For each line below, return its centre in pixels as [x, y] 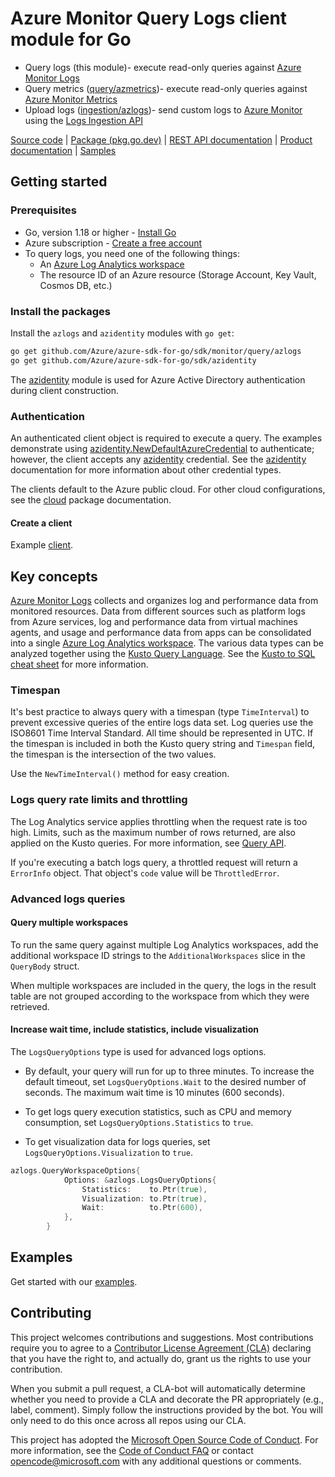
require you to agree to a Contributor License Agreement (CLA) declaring [161, 1348]
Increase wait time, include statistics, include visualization [134, 1029]
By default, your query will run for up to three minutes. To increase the [169, 1071]
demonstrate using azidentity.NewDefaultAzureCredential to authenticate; [162, 448]
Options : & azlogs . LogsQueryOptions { [140, 1180]
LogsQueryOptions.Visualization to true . [108, 1152]
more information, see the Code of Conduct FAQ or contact [132, 1450]
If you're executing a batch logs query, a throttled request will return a [154, 862]
